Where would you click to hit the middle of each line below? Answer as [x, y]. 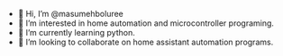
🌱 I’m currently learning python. [76, 32]
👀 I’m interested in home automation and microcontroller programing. [146, 23]
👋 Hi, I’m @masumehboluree [71, 14]
